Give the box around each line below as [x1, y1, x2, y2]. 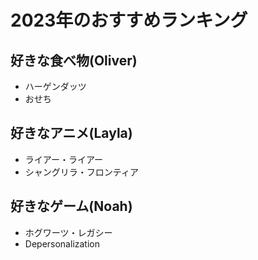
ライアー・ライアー [24, 153, 104, 165]
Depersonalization [24, 237, 100, 250]
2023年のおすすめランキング [10, 9, 248, 32]
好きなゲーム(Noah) [10, 198, 133, 215]
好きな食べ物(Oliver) [10, 52, 138, 69]
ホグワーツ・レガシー [24, 226, 113, 238]
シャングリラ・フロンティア [24, 166, 139, 178]
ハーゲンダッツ [24, 81, 87, 92]
